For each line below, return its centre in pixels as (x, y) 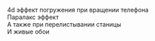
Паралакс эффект (33, 17)
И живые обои (28, 31)
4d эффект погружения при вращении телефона (78, 10)
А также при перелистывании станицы (64, 24)
